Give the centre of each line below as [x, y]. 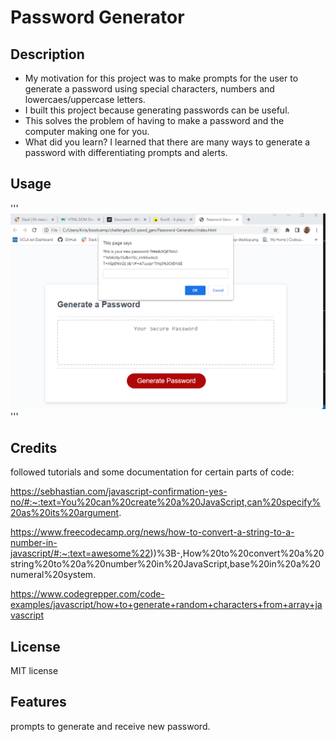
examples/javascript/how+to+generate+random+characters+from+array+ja [166, 605]
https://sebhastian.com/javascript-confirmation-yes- [119, 492]
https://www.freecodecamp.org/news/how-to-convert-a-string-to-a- [152, 532]
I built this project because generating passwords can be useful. [157, 110]
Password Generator [97, 17]
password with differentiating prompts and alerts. [126, 152]
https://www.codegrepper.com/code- [87, 594]
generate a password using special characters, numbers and [149, 89]
